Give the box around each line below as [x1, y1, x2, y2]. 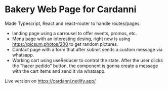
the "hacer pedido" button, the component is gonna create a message [12, 63, 158, 69]
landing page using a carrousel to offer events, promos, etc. [12, 30, 137, 36]
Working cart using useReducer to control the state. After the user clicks [12, 57, 163, 63]
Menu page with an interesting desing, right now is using [12, 36, 131, 42]
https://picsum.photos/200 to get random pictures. [12, 41, 118, 47]
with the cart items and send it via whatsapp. [12, 68, 106, 74]
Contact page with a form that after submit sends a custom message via [12, 46, 163, 52]
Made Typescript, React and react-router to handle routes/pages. [5, 20, 141, 26]
